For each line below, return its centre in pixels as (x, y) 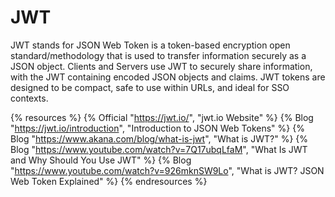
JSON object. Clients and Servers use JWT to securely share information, (161, 66)
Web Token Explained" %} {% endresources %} (109, 181)
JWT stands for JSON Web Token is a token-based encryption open (150, 45)
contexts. (29, 98)
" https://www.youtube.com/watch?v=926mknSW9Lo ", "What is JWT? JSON (167, 170)
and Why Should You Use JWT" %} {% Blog (101, 160)
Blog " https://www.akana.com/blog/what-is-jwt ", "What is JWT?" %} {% (159, 138)
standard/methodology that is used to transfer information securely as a (158, 55)
